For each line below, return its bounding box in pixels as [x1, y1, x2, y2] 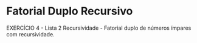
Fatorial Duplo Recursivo [6, 4, 133, 18]
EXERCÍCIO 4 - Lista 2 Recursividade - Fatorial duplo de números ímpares [6, 24, 192, 31]
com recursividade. [6, 30, 55, 38]
